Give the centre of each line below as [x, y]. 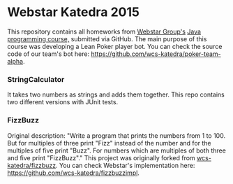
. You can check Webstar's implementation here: [125, 165]
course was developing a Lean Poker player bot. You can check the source [115, 46]
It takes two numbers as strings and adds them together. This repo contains [116, 94]
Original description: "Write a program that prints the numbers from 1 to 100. [116, 135]
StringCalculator [36, 79]
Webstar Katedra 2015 [73, 12]
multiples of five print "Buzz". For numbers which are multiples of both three [117, 150]
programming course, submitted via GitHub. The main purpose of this [107, 38]
